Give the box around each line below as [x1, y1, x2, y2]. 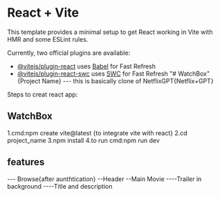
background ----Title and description [7, 182, 113, 190]
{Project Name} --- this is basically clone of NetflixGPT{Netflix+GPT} [17, 76, 214, 85]
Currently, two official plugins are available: [7, 49, 131, 57]
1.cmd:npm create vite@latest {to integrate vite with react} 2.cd [7, 128, 188, 137]
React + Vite [7, 5, 80, 21]
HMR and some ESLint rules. [7, 35, 89, 43]
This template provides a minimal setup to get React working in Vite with [7, 28, 213, 36]
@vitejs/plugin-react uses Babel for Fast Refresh [17, 62, 156, 70]
